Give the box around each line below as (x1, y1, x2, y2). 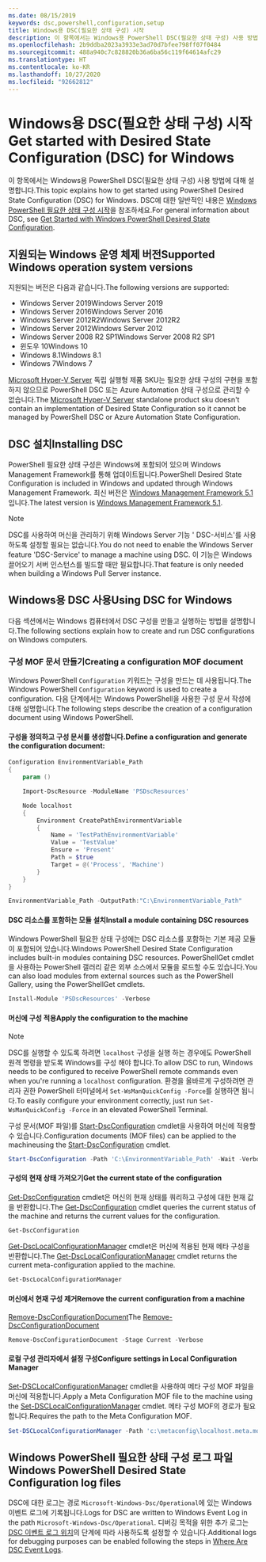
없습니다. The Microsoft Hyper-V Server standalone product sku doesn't (8, 395, 240, 405)
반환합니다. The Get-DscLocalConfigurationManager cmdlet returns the (8, 1252, 237, 1261)
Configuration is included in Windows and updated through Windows (8, 478, 234, 488)
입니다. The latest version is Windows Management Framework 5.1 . (8, 498, 223, 508)
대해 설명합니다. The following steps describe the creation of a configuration (8, 704, 253, 714)
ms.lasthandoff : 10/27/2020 (8, 70, 101, 78)
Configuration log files (8, 1476, 121, 1489)
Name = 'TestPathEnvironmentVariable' (50, 831, 179, 840)
